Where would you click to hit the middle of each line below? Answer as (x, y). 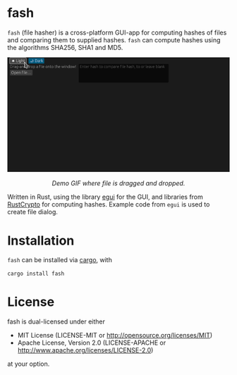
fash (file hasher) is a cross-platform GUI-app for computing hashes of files (117, 32)
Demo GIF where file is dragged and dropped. (119, 183)
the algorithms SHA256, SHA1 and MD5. (65, 47)
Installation (41, 240)
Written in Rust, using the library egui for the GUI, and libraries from (105, 197)
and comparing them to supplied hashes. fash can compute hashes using (114, 39)
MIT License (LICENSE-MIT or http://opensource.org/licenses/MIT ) (115, 336)
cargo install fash (36, 274)
